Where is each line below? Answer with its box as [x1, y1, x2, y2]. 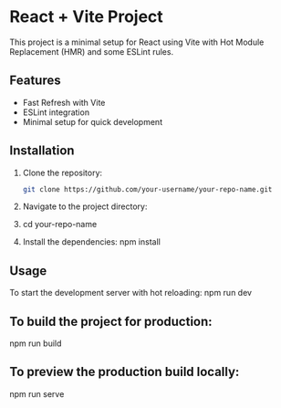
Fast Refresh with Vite [22, 97, 106, 108]
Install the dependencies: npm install [22, 236, 161, 247]
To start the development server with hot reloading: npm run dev [9, 288, 253, 298]
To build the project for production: [9, 313, 213, 330]
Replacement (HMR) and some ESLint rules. [9, 46, 174, 57]
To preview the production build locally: [9, 364, 240, 380]
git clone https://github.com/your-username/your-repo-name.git [22, 184, 273, 194]
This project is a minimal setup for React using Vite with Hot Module [9, 37, 265, 47]
